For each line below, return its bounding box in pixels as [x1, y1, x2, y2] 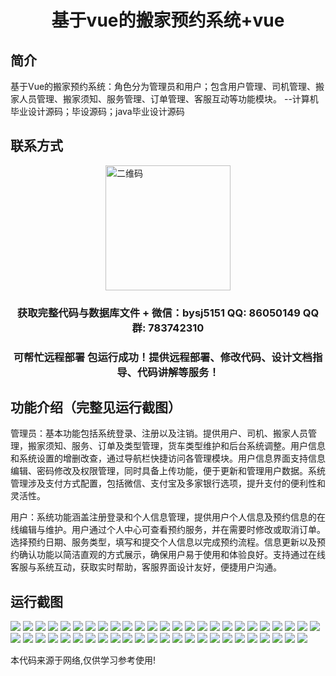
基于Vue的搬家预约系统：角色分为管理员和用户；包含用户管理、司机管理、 [10, 81, 317, 92]
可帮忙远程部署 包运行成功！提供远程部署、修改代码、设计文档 [13, 350, 313, 364]
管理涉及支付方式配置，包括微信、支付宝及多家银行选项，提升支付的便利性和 [10, 477, 326, 490]
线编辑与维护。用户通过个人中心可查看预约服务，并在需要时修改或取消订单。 [10, 524, 326, 536]
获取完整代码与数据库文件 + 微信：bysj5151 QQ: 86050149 [16, 306, 301, 320]
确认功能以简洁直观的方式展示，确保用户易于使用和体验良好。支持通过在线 [18, 549, 326, 561]
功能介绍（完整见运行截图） [10, 399, 182, 416]
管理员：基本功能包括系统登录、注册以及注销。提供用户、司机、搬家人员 [10, 427, 308, 440]
